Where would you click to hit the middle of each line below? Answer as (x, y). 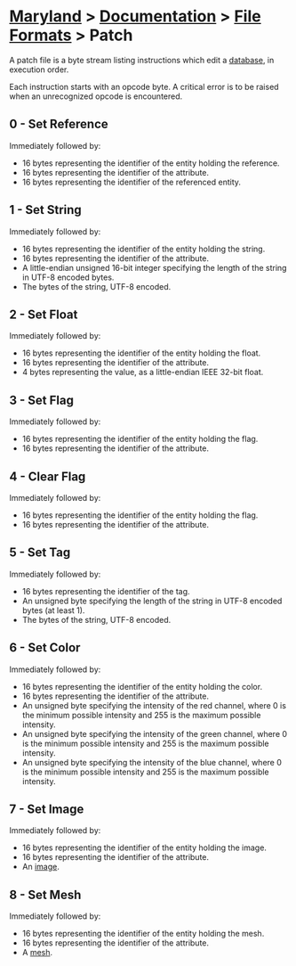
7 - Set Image (47, 810)
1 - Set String (45, 210)
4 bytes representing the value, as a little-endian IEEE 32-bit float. (143, 372)
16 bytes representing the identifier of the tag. (106, 591)
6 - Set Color (45, 648)
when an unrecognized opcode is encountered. (96, 96)
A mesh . (37, 953)
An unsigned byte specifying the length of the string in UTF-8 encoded (152, 601)
